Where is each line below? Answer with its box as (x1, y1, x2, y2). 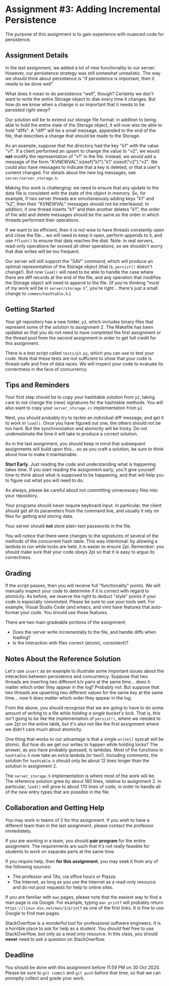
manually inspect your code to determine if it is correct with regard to (5, 588, 150, 594)
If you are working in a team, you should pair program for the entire (5, 838, 146, 844)
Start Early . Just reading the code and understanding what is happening (5, 461, 156, 467)
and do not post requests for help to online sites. (12, 884, 114, 890)
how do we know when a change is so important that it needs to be (5, 101, 145, 107)
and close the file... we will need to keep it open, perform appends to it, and (5, 232, 162, 238)
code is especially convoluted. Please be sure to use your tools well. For (5, 599, 155, 605)
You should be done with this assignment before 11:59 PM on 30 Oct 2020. (5, 964, 160, 970)
